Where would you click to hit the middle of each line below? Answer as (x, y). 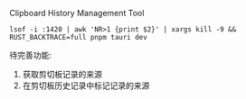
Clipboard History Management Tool (77, 13)
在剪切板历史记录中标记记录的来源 (86, 85)
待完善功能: (31, 55)
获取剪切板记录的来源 (62, 74)
